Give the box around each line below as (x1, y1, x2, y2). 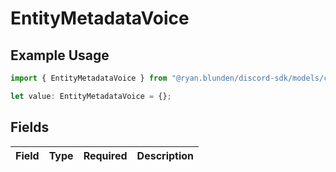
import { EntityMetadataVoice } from (10, 73, 168, 83)
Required (83, 148, 128, 162)
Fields (10, 119, 50, 136)
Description (136, 148, 195, 162)
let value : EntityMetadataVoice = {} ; (10, 91, 172, 101)
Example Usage (10, 47, 110, 64)
